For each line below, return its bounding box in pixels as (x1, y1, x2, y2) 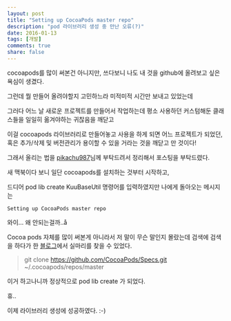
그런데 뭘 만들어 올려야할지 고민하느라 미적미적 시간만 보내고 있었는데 (7, 91, 193, 100)
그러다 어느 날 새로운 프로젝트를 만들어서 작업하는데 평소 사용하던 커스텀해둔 (7, 107, 212, 115)
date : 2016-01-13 (7, 29, 57, 37)
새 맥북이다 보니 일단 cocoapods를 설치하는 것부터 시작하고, (7, 167, 170, 176)
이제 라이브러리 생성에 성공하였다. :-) (7, 306, 106, 315)
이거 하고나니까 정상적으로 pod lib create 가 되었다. (7, 277, 146, 285)
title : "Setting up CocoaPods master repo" (7, 17, 134, 24)
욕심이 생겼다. (7, 77, 45, 85)
